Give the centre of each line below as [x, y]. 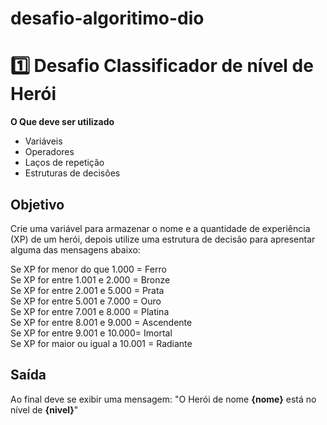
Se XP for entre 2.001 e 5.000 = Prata [87, 290]
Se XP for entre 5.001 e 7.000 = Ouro [86, 301]
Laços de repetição [64, 163]
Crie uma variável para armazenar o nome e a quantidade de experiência [160, 228]
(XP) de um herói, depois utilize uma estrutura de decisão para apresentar [163, 239]
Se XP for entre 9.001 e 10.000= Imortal [91, 333]
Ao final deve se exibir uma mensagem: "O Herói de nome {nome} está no [163, 399]
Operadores [49, 152]
